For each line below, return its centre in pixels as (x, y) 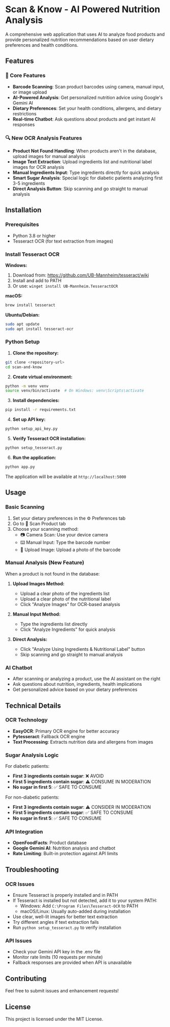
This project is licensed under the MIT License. (54, 1019)
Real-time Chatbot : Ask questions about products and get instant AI (84, 119)
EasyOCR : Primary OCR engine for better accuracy (66, 731)
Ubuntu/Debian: (22, 315)
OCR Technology (27, 720)
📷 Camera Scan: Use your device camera (64, 534)
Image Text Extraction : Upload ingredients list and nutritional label (82, 162)
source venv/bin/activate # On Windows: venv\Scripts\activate (75, 391)
